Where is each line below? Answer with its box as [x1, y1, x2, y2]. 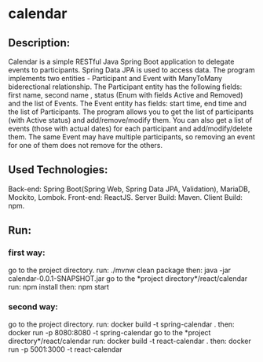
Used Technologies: [8, 163, 108, 177]
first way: [8, 247, 46, 258]
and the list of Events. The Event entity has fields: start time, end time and [8, 99, 247, 108]
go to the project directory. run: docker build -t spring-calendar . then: [8, 320, 235, 329]
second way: [8, 301, 59, 312]
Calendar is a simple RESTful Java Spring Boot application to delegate [8, 57, 235, 66]
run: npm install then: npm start [8, 282, 110, 291]
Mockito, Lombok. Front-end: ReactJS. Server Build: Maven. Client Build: [8, 192, 243, 201]
